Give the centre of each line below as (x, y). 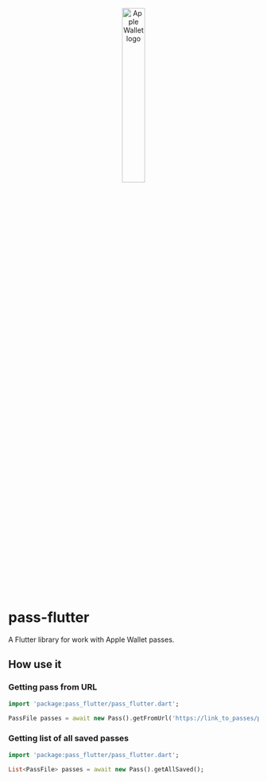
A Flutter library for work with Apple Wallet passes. (91, 639)
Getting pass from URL (53, 687)
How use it (35, 664)
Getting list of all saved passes (69, 738)
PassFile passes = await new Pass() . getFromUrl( (90, 718)
